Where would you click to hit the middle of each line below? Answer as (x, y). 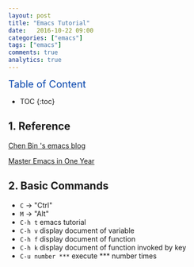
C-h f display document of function (78, 238)
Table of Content (47, 84)
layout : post (30, 15)
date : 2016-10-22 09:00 (51, 30)
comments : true (33, 52)
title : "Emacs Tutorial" (49, 23)
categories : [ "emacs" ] (46, 38)
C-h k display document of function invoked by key (103, 247)
